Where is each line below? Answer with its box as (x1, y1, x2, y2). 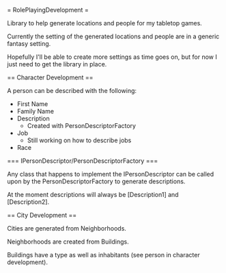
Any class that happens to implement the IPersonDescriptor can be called (7, 170, 214, 178)
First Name (16, 100, 48, 108)
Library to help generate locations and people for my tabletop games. (7, 19, 203, 27)
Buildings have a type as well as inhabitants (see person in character (7, 251, 200, 259)
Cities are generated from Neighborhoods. (7, 224, 126, 232)
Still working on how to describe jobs (27, 136, 132, 144)
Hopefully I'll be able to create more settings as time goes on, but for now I (7, 53, 217, 61)
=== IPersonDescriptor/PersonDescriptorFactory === (7, 157, 158, 165)
